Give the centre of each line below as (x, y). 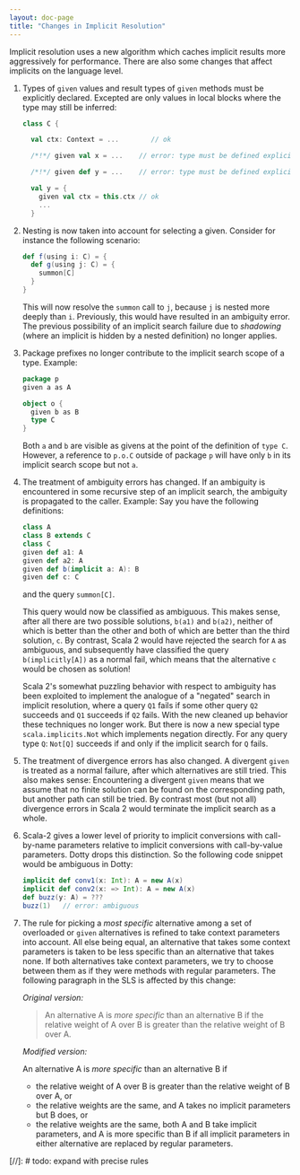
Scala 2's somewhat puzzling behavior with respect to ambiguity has (149, 687)
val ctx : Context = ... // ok (101, 140)
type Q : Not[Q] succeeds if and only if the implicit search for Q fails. (145, 744)
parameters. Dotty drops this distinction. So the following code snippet (153, 855)
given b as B (55, 412)
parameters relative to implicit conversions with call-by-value (171, 846)
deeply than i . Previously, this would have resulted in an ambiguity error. (156, 316)
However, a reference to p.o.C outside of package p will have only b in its (156, 455)
